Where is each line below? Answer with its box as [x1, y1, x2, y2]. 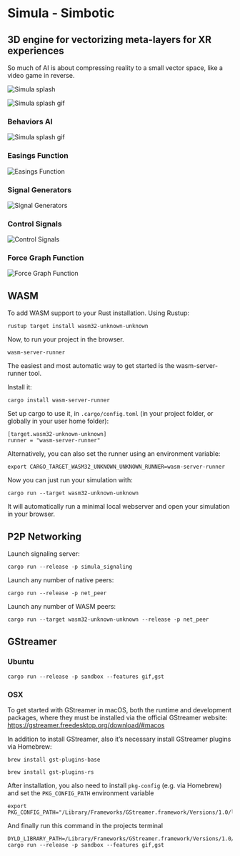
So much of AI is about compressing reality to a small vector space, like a [7, 64, 224, 72]
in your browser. [7, 509, 56, 519]
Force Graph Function [7, 253, 84, 263]
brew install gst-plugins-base [7, 756, 101, 764]
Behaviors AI [7, 116, 53, 126]
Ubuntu [7, 657, 34, 667]
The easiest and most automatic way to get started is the [7, 362, 175, 370]
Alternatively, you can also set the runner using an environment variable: [7, 449, 221, 458]
